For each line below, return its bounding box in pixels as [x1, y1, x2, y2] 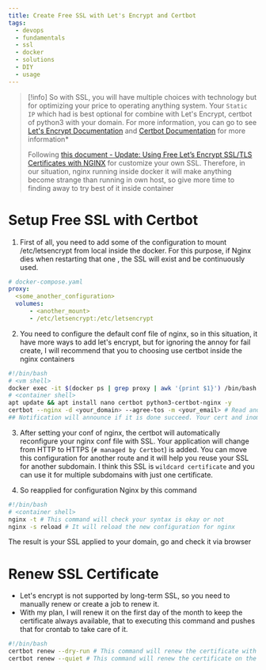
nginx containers [19, 354, 75, 364]
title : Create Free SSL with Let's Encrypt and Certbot [8, 11, 196, 20]
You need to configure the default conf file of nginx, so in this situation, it [19, 329, 258, 338]
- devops [15, 26, 44, 34]
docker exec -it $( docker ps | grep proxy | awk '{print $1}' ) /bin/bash [8, 384, 257, 392]
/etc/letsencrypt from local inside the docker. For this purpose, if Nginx [19, 246, 252, 255]
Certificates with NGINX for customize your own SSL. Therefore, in [27, 158, 245, 167]
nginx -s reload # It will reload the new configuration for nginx [8, 523, 236, 531]
